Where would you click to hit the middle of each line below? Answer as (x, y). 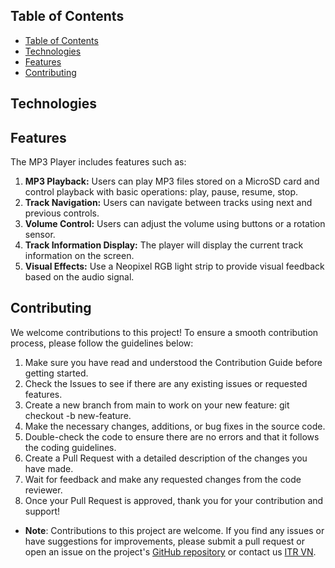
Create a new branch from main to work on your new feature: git (157, 405)
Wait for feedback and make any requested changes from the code (163, 479)
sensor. (40, 235)
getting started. (56, 373)
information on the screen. (79, 256)
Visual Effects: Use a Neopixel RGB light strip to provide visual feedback (174, 266)
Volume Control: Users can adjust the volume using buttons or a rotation (175, 224)
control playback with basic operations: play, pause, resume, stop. (161, 192)
